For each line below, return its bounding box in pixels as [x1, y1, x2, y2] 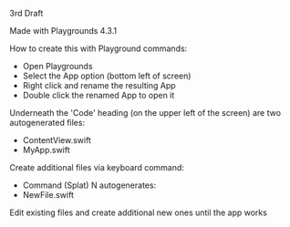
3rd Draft [9, 8, 44, 18]
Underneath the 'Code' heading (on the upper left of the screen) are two [9, 108, 281, 118]
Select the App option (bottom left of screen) [22, 70, 192, 81]
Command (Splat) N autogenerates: [22, 180, 157, 191]
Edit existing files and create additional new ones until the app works [9, 207, 267, 218]
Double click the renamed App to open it [22, 90, 175, 100]
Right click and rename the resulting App [22, 80, 176, 90]
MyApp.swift [22, 145, 70, 155]
